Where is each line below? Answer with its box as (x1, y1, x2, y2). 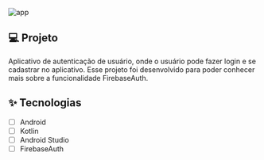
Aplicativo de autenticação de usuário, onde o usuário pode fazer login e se (8, 56, 257, 66)
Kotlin (19, 126, 39, 135)
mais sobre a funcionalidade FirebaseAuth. (8, 73, 149, 82)
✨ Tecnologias (8, 96, 82, 110)
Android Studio (19, 135, 69, 144)
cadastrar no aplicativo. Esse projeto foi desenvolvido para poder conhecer (8, 64, 255, 74)
